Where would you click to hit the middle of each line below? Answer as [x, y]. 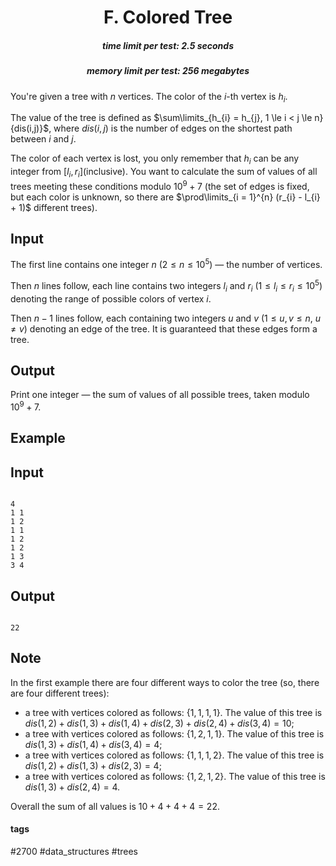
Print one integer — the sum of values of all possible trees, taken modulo [160, 395]
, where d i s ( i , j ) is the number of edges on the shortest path [170, 128]
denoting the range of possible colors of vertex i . [111, 298]
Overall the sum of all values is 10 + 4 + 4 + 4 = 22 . [115, 806]
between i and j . [43, 139]
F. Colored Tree [168, 17]
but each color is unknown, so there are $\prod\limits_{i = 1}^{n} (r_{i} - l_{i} [165, 197]
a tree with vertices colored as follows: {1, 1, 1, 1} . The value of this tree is [173, 712]
